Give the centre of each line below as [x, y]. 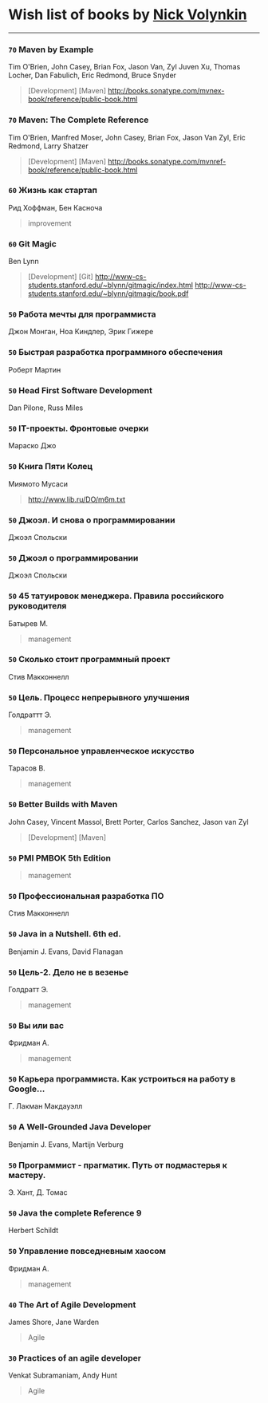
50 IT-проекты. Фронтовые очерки [79, 428]
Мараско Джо [32, 446]
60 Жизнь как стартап [53, 191]
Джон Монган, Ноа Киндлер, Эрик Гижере [81, 332]
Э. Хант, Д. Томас [38, 1192]
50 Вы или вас [36, 1025]
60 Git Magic [33, 243]
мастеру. [27, 1175]
